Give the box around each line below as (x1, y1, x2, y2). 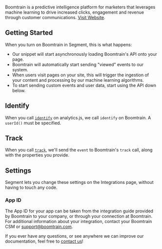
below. (12, 88, 26, 93)
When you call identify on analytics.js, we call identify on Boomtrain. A (5, 114, 151, 120)
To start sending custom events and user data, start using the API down (12, 82, 157, 88)
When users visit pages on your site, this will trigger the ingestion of (12, 72, 149, 78)
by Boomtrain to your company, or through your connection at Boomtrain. (5, 213, 153, 219)
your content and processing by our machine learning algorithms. (12, 77, 144, 83)
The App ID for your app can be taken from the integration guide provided (5, 208, 154, 214)
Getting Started (5, 29, 53, 37)
